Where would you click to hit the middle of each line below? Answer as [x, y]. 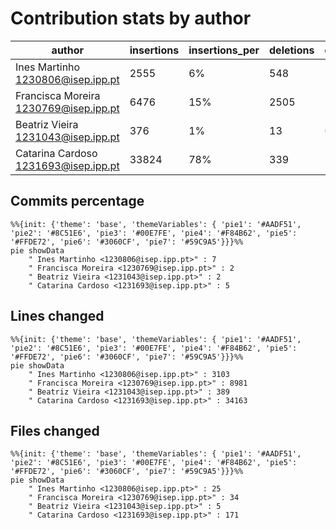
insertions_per [224, 50]
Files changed [55, 430]
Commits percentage [77, 201]
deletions [292, 50]
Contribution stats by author [131, 18]
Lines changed [57, 316]
